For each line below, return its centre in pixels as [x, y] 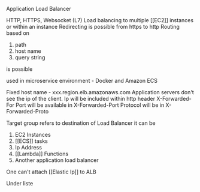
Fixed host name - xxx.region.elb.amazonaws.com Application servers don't [100, 92]
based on [18, 33]
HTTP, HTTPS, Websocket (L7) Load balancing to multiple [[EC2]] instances [100, 20]
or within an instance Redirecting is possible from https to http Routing [93, 27]
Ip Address [28, 147]
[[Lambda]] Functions [42, 154]
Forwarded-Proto [28, 111]
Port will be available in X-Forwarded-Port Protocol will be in [90, 105]
